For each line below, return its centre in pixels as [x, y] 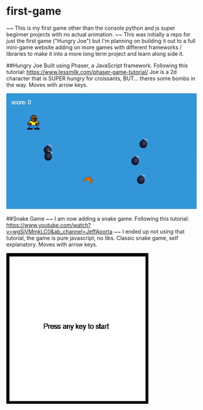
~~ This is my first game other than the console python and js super [91, 28]
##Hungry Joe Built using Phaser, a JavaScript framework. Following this [97, 66]
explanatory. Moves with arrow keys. [52, 244]
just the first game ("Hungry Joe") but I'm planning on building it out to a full [101, 41]
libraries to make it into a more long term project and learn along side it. [95, 53]
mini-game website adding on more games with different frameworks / [94, 47]
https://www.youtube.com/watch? [49, 225]
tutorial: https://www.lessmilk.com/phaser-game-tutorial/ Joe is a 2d [92, 72]
